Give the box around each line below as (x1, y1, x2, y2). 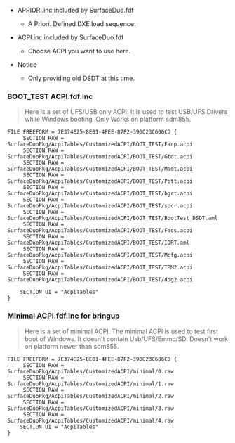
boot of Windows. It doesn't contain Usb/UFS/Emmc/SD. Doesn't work (24, 334, 229, 343)
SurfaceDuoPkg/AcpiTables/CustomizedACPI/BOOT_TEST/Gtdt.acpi (7, 153, 193, 160)
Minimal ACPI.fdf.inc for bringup (7, 311, 121, 321)
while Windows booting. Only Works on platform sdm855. (24, 115, 192, 124)
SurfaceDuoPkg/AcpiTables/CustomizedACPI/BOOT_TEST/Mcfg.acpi (7, 252, 193, 259)
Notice (17, 60, 37, 69)
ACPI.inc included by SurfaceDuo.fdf (17, 33, 124, 41)
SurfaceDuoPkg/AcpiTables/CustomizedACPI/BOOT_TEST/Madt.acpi (7, 165, 193, 173)
